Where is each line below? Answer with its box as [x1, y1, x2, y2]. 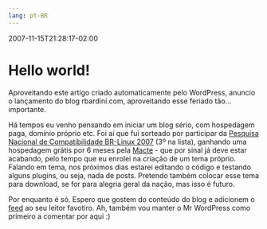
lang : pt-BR [8, 11, 48, 20]
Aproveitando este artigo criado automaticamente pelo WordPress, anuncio [8, 87, 256, 97]
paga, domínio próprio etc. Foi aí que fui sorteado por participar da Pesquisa [8, 128, 259, 138]
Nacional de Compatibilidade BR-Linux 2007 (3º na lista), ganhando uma [8, 137, 247, 146]
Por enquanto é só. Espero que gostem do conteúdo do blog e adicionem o [8, 194, 255, 204]
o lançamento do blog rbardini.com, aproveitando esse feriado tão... [8, 96, 232, 106]
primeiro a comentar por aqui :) [8, 212, 111, 221]
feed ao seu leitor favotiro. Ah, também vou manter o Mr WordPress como [8, 203, 251, 212]
